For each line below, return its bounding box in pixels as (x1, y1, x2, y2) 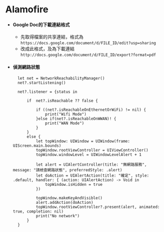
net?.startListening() (17, 80, 66, 85)
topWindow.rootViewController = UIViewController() (35, 147, 149, 152)
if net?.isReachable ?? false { (26, 98, 98, 103)
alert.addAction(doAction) (35, 200, 94, 205)
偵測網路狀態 (12, 64, 40, 70)
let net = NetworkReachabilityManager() (17, 75, 105, 81)
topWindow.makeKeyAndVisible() (35, 195, 102, 201)
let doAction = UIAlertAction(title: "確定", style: (35, 173, 150, 178)
